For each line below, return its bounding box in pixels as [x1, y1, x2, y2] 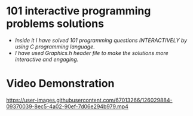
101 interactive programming [6, 4, 151, 18]
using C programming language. [14, 43, 96, 50]
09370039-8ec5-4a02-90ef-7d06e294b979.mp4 [6, 103, 128, 110]
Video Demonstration [6, 77, 115, 90]
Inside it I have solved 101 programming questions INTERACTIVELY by [14, 36, 188, 44]
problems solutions [6, 17, 105, 30]
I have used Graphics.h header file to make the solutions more [14, 49, 169, 56]
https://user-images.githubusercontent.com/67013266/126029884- [6, 96, 173, 103]
